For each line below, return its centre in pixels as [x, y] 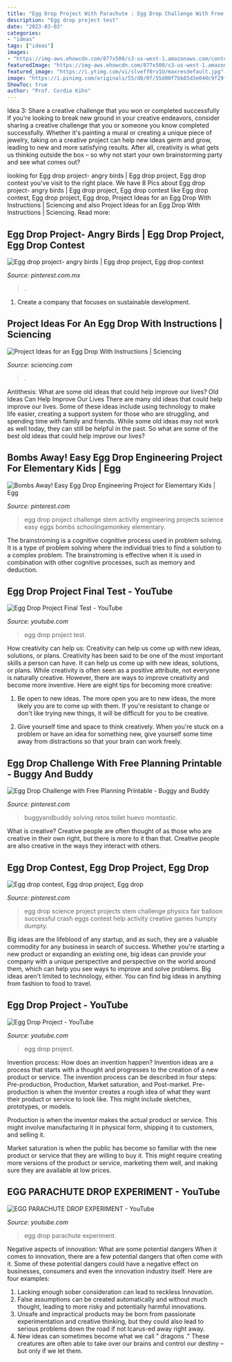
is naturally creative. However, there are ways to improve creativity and [108, 678]
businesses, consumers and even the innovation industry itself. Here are [110, 1271]
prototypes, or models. [40, 1106]
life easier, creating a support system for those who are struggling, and [108, 414]
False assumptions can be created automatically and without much [112, 1299]
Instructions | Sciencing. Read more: [59, 213]
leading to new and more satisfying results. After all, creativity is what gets [113, 148]
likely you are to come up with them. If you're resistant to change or [113, 706]
